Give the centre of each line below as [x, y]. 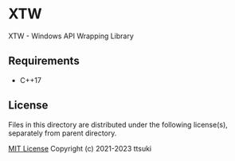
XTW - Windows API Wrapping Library [71, 36]
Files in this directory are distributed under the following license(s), [118, 124]
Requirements [44, 61]
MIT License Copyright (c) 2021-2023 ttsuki [80, 148]
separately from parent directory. [63, 133]
